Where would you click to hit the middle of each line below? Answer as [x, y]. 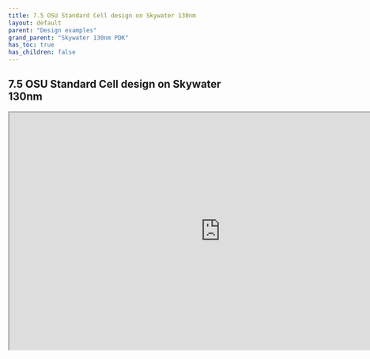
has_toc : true [32, 45]
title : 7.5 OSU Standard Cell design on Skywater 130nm [102, 15]
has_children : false [42, 52]
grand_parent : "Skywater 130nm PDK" [68, 38]
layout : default [35, 23]
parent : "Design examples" [53, 30]
